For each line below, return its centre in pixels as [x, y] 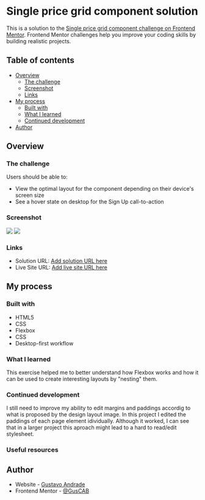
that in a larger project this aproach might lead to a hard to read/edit [92, 428]
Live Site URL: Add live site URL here [61, 268]
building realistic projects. [39, 41]
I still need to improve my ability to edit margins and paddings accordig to [99, 408]
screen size [30, 195]
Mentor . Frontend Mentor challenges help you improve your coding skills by [101, 34]
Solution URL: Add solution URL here [61, 261]
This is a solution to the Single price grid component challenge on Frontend [101, 28]
